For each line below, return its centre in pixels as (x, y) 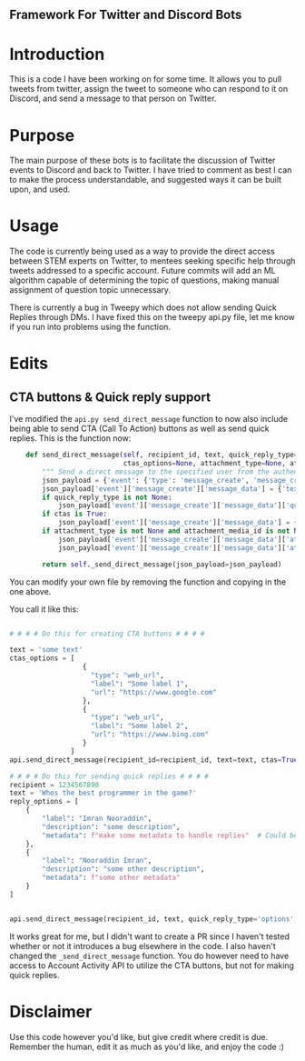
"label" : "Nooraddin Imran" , (97, 861)
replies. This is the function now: (70, 438)
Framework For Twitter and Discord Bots (126, 15)
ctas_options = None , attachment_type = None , (204, 464)
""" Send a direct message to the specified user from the (156, 472)
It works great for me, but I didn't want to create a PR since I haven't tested (150, 936)
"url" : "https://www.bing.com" (149, 735)
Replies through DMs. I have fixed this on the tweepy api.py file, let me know (152, 317)
